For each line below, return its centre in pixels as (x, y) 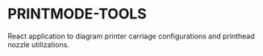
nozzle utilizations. (39, 44)
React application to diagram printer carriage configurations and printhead (131, 36)
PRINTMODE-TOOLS (77, 14)
